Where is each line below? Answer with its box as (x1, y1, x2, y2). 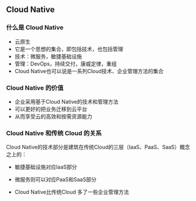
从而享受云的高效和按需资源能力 (14, 113, 92, 120)
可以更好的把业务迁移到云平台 (14, 106, 87, 113)
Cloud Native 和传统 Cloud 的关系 (6, 129, 102, 137)
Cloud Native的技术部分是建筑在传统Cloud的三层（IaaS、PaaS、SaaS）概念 (6, 144, 190, 151)
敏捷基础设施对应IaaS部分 (14, 163, 78, 170)
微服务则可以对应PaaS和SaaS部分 (14, 176, 97, 183)
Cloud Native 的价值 (6, 84, 64, 92)
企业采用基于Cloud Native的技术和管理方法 (14, 98, 119, 105)
